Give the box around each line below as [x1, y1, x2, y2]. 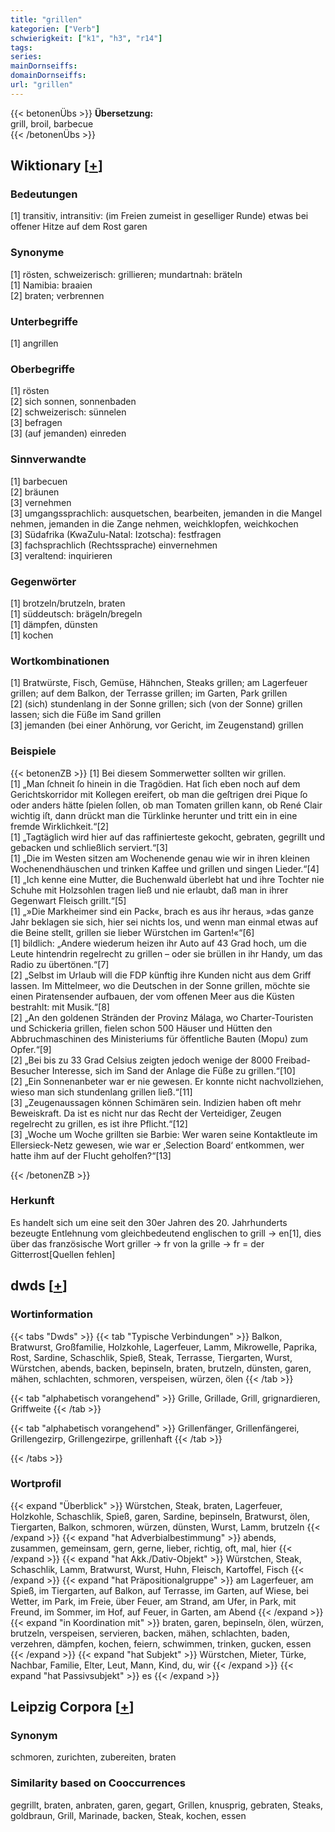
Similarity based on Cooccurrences [10, 1776, 186, 1790]
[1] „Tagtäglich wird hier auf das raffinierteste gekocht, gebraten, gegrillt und [10, 831, 325, 843]
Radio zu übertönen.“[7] [10, 958, 110, 970]
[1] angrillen [10, 337, 59, 350]
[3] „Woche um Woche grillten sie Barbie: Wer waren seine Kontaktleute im [10, 1128, 318, 1140]
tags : [10, 42, 33, 53]
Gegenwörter [10, 574, 77, 588]
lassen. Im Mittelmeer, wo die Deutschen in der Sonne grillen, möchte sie [10, 979, 311, 991]
